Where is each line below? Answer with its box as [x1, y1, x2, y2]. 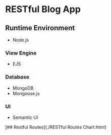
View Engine [5, 49, 37, 56]
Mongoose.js [12, 90, 40, 96]
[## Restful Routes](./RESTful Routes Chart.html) [5, 124, 107, 130]
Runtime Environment [5, 24, 75, 32]
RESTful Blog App [5, 4, 81, 15]
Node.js [12, 37, 29, 43]
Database [5, 74, 29, 81]
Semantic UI [12, 114, 38, 120]
